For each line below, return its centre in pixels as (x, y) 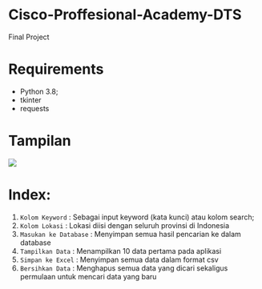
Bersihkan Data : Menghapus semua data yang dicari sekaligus (124, 268)
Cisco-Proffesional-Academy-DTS (125, 15)
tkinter (30, 100)
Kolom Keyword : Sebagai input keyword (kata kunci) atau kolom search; (137, 217)
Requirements (56, 69)
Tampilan (40, 141)
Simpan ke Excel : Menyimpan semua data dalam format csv (119, 259)
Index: (30, 195)
